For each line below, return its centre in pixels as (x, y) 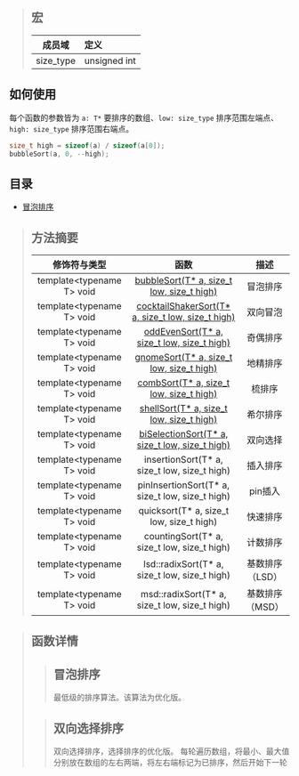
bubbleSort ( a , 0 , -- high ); (59, 154)
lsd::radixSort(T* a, (184, 564)
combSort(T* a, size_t (184, 383)
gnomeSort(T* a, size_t (184, 357)
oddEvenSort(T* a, (184, 331)
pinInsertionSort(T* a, (183, 485)
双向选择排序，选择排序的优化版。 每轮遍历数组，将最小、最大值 (171, 751)
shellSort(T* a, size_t (184, 408)
